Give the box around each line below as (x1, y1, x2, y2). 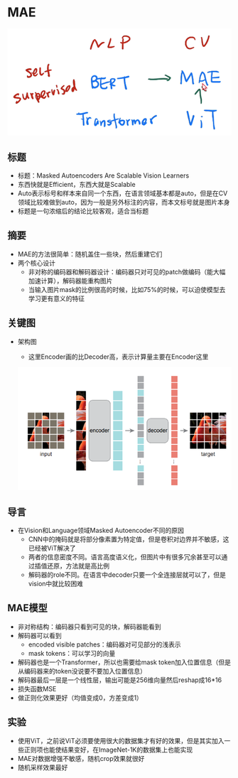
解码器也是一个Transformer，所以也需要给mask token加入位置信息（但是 (17, 658, 231, 666)
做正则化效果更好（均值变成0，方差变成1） (17, 693, 144, 702)
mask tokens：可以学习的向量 (28, 649, 116, 657)
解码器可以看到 (17, 631, 62, 639)
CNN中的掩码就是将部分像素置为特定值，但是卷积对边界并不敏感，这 (28, 534, 229, 544)
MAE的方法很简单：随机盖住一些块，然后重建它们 (17, 249, 163, 258)
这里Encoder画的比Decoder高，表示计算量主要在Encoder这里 (28, 352, 209, 361)
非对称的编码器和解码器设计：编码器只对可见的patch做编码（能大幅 (28, 267, 226, 276)
